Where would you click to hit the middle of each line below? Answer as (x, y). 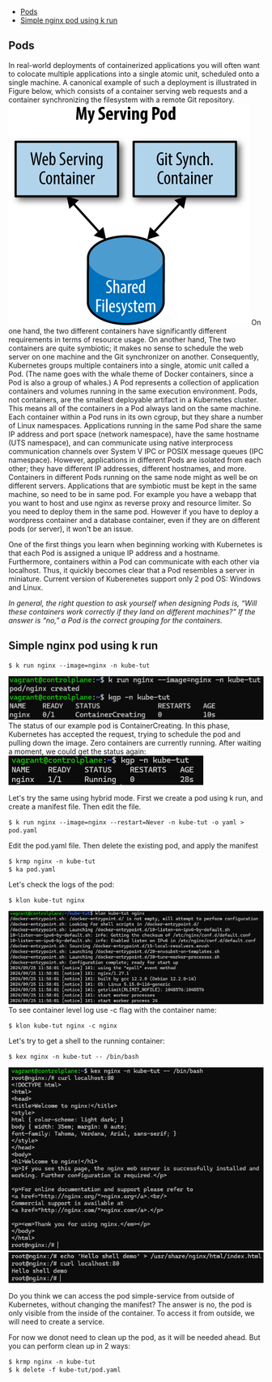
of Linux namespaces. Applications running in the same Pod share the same (135, 425)
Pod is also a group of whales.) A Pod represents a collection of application (134, 382)
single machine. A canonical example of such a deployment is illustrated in (133, 82)
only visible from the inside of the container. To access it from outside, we (132, 1313)
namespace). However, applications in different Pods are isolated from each (135, 460)
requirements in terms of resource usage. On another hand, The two (122, 339)
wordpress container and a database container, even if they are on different (134, 520)
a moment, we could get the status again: (77, 751)
